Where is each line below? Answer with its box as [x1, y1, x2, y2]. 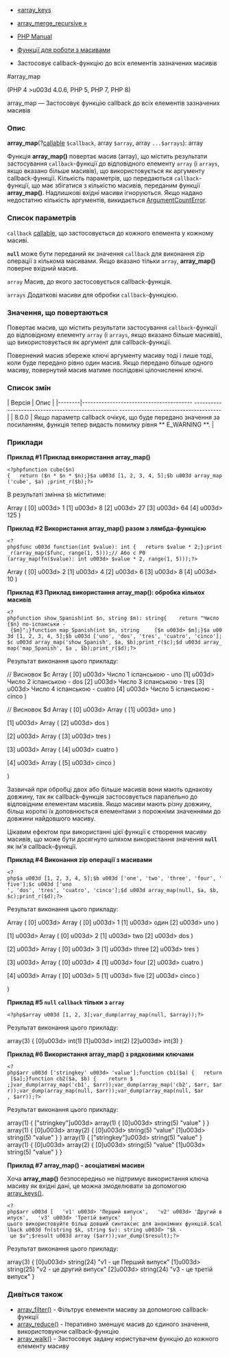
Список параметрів [7, 213, 77, 223]
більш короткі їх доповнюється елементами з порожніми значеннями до [7, 807, 221, 816]
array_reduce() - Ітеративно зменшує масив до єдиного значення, [16, 1320, 210, 1328]
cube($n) [50, 466, 75, 473]
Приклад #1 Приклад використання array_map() [7, 453, 151, 461]
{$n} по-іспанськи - [7, 621, 67, 628]
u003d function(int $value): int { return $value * [34, 544, 192, 551]
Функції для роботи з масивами [16, 46, 111, 54]
